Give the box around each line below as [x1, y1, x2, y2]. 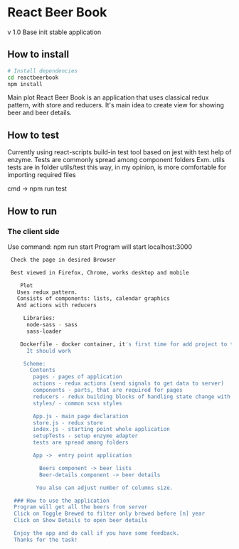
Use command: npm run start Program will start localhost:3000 [7, 242, 192, 251]
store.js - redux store [33, 419, 103, 427]
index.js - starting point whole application [33, 426, 171, 433]
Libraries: [23, 314, 55, 322]
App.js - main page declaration [33, 412, 129, 420]
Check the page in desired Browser [10, 256, 116, 263]
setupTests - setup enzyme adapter [33, 432, 139, 439]
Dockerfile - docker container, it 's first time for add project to [20, 341, 228, 348]
